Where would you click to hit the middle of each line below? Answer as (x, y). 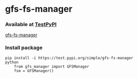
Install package (24, 48)
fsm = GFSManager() (34, 71)
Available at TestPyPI (31, 25)
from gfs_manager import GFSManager (52, 66)
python (12, 62)
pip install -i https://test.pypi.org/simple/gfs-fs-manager (69, 58)
